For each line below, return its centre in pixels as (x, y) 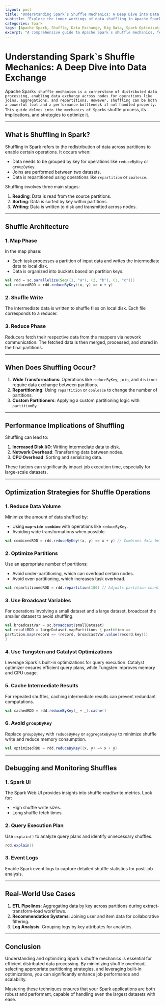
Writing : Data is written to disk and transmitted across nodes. (74, 207)
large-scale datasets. (27, 472)
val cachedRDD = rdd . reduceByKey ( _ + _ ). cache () (56, 711)
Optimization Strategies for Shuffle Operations (78, 492)
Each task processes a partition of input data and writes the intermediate (86, 261)
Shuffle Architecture (37, 227)
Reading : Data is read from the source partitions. (62, 196)
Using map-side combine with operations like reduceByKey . (70, 526)
